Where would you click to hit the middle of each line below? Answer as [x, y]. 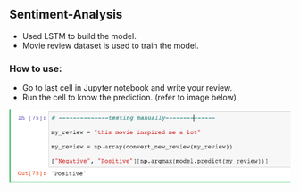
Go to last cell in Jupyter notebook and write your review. [127, 88]
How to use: [36, 68]
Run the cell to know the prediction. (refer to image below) [129, 98]
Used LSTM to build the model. [79, 36]
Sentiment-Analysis [66, 15]
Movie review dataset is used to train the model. [110, 45]
